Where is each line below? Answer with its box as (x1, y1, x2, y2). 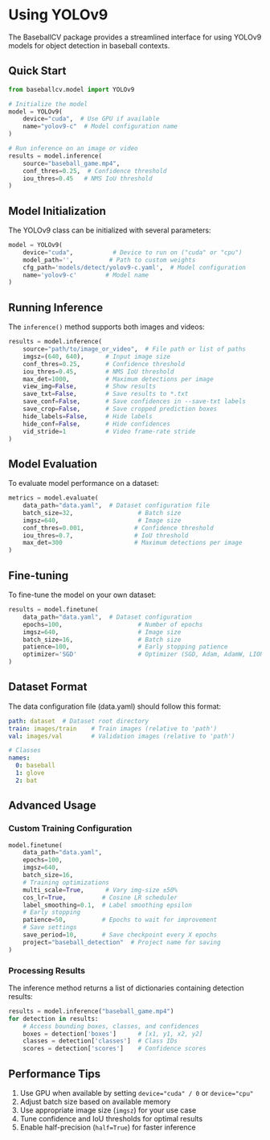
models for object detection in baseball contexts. (8, 40, 170, 50)
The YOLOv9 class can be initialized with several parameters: (8, 225, 211, 235)
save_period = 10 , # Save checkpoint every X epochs (22, 931, 218, 939)
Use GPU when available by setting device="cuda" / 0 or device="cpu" (19, 1088, 254, 1097)
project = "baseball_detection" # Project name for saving (22, 938, 221, 946)
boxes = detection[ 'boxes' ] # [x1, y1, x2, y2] (22, 1030, 203, 1038)
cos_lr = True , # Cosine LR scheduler (22, 893, 178, 902)
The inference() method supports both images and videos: (8, 322, 205, 331)
